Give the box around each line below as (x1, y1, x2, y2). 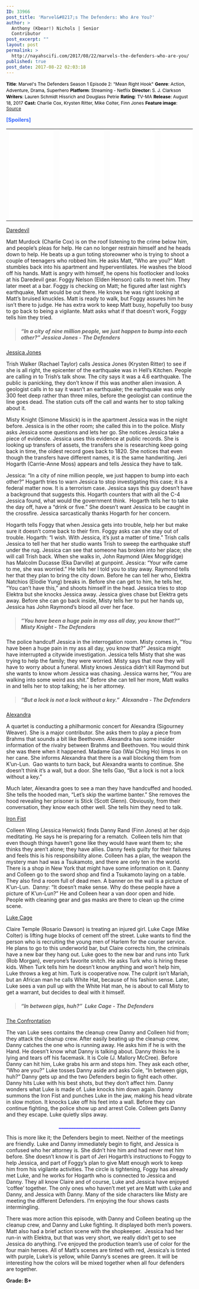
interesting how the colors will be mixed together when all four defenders (6, 1259, 185, 1266)
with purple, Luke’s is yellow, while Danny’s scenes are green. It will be (6, 1253, 178, 1260)
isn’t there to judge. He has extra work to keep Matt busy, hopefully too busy (6, 301, 193, 309)
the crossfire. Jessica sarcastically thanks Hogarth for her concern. (6, 510, 171, 517)
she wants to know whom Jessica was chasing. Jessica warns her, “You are (6, 670, 192, 677)
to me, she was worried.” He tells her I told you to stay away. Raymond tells (6, 565, 190, 573)
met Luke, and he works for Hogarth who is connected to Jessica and (6, 1172, 176, 1179)
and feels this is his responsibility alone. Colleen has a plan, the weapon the (6, 852, 191, 859)
